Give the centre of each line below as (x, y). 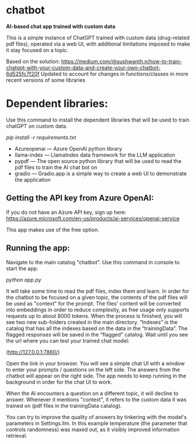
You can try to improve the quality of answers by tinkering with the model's (97, 417)
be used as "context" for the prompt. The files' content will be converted (94, 303)
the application (32, 179)
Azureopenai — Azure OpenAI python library (68, 148)
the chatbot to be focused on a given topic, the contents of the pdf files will (97, 297)
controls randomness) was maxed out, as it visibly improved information (93, 429)
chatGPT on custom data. (37, 126)
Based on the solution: (33, 61)
